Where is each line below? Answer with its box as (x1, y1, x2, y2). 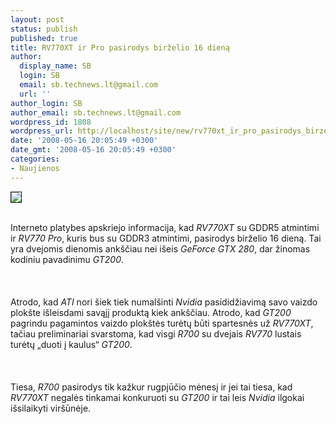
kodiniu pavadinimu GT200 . (10, 253, 125, 265)
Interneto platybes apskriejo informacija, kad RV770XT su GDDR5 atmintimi (10, 221, 320, 233)
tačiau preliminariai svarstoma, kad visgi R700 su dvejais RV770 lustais (10, 327, 302, 340)
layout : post (10, 14, 65, 25)
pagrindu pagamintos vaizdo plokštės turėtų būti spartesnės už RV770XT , (10, 317, 314, 329)
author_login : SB (10, 98, 83, 108)
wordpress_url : (10, 126, 74, 136)
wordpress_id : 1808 (10, 117, 92, 127)
